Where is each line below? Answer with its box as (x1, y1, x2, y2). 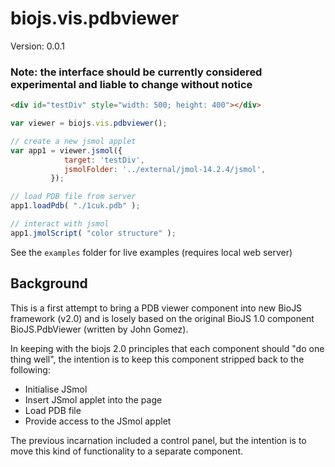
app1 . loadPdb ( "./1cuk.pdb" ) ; (10, 201, 141, 211)
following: (10, 363, 51, 376)
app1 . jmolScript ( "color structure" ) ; (10, 228, 177, 238)
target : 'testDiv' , (63, 155, 145, 165)
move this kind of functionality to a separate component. (10, 445, 244, 457)
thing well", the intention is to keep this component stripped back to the (10, 353, 305, 365)
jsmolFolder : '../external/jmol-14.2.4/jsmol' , (63, 164, 267, 174)
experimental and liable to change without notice (10, 77, 253, 91)
